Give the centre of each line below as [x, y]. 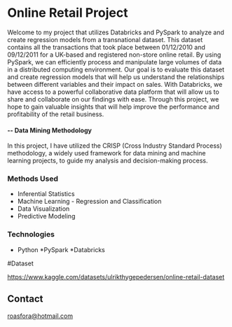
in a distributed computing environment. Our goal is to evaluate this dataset [116, 69]
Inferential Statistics [46, 194]
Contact [25, 299]
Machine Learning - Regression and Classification [89, 202]
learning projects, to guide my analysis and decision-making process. [108, 161]
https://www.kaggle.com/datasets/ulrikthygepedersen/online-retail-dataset [116, 277]
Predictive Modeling [46, 216]
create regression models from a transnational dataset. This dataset [105, 39]
